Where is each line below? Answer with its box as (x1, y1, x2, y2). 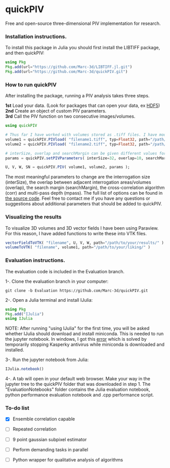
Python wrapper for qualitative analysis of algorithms (12, 456, 123, 462)
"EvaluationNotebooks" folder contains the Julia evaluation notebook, (5, 386, 150, 392)
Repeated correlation (12, 426, 57, 432)
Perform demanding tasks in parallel (12, 446, 89, 452)
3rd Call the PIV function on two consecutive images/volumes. (5, 113, 136, 120)
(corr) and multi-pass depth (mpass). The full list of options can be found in (5, 190, 163, 196)
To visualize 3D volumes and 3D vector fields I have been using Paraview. (5, 225, 159, 231)
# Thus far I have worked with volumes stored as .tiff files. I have (5, 132, 157, 137)
